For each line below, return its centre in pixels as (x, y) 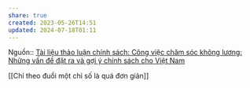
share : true (28, 15)
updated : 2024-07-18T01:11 (52, 30)
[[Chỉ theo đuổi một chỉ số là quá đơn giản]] (79, 76)
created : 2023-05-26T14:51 (52, 23)
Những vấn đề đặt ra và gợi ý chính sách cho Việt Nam (97, 60)
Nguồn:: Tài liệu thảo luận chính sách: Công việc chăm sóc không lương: (125, 53)
